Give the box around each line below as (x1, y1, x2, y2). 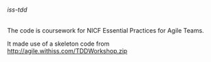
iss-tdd (7, 5, 27, 14)
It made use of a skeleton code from (7, 40, 110, 48)
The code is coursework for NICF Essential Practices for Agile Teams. (7, 27, 204, 35)
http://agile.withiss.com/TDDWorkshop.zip (7, 47, 128, 55)
